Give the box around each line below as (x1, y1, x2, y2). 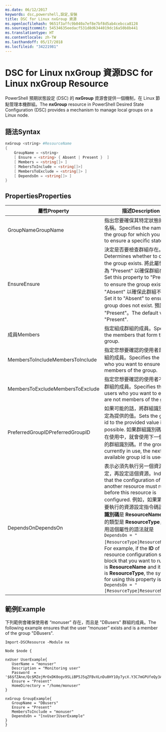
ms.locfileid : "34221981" (5, 44, 58, 49)
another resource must (104, 483, 157, 490)
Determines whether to (104, 253, 158, 260)
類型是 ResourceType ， (109, 519, 165, 526)
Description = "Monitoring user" (11, 665, 81, 670)
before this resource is (104, 489, 157, 496)
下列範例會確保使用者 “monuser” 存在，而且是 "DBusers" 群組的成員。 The (5, 619, 157, 625)
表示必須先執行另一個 (104, 463, 154, 469)
